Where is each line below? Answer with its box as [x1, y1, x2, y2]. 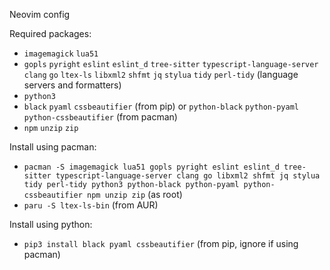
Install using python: [9, 219, 93, 230]
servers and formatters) [23, 79, 122, 91]
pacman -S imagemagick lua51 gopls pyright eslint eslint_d [23, 162, 280, 172]
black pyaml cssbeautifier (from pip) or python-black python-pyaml [23, 100, 299, 112]
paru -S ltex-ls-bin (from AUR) [23, 199, 159, 211]
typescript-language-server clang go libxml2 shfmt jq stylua [55, 171, 321, 181]
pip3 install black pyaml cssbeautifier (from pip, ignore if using [23, 238, 299, 249]
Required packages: [9, 28, 92, 39]
